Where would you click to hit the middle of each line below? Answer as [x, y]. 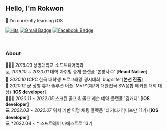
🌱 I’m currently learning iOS [34, 20]
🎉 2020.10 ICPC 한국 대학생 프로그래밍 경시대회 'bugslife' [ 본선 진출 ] [74, 79]
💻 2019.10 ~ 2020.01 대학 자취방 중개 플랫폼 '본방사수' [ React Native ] [76, 72]
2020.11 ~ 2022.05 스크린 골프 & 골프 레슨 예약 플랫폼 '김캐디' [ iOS [82, 99]
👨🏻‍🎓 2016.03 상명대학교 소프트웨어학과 [45, 65]
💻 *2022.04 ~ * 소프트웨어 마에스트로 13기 [49, 123]
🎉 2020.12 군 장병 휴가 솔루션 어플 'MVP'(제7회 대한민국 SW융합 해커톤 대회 [81, 86]
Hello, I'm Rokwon [35, 8]
